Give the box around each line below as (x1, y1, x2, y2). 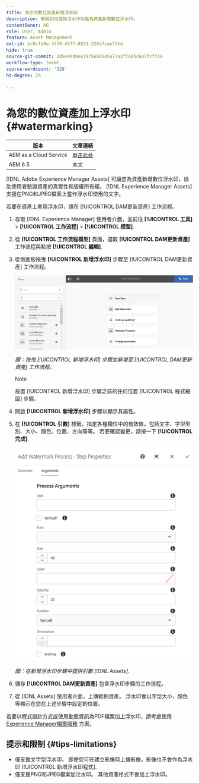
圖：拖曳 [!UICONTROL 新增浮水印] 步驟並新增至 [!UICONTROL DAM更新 (14, 356, 192, 363)
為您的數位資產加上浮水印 (6, 107, 131, 120)
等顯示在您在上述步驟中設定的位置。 (14, 700, 104, 707)
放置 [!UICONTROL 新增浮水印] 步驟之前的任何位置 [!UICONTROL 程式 (14, 388, 185, 395)
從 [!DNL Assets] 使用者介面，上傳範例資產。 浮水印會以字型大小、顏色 (14, 693, 188, 700)
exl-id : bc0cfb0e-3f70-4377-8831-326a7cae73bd (6, 41, 123, 47)
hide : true (6, 48, 33, 54)
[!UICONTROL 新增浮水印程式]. (21, 763, 97, 771)
